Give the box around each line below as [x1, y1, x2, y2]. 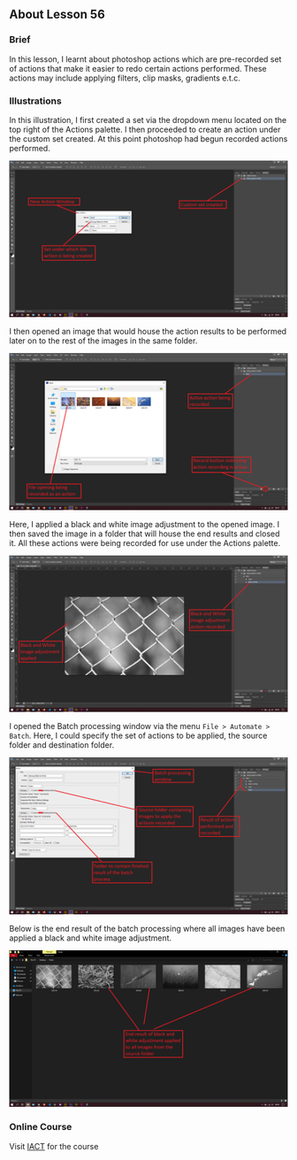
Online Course [9, 1121, 72, 1133]
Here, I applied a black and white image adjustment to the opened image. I [9, 519, 280, 529]
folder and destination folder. [9, 740, 115, 750]
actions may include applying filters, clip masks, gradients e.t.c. [9, 73, 241, 83]
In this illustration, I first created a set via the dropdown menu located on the [9, 114, 287, 125]
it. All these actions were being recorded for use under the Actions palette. [9, 537, 281, 548]
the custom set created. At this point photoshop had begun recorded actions [9, 133, 288, 144]
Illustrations [9, 95, 62, 107]
